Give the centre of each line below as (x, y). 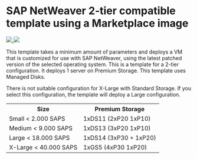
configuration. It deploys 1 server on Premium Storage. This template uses (96, 70)
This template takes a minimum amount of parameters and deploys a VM (94, 52)
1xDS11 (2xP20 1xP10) (117, 118)
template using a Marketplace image (97, 23)
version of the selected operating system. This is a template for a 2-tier (92, 64)
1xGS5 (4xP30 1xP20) (115, 147)
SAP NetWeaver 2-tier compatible (91, 11)
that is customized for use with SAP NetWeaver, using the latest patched (94, 58)
